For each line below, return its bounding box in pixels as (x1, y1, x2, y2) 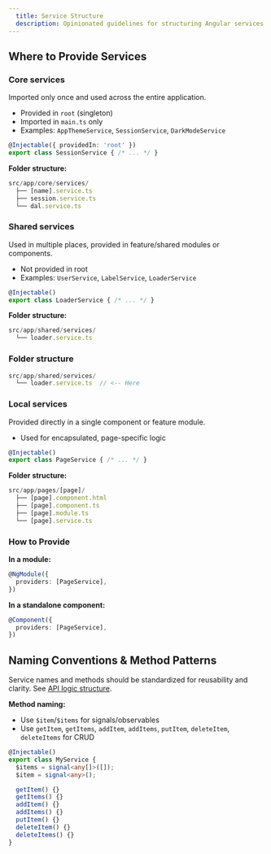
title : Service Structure (15, 11, 104, 20)
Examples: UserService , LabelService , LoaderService (20, 272, 197, 282)
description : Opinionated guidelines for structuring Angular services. (15, 20, 268, 28)
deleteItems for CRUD (20, 733, 95, 743)
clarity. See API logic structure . (8, 684, 112, 694)
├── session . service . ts (15, 194, 96, 203)
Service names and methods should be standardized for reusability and (8, 675, 248, 685)
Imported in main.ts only (20, 117, 103, 127)
